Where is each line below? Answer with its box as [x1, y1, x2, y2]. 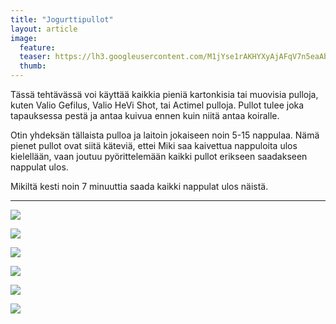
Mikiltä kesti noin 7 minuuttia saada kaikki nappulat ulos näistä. [10, 181, 269, 192]
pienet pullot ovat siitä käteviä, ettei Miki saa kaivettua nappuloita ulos [10, 140, 298, 151]
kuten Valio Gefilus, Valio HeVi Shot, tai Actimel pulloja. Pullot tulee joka [10, 99, 305, 111]
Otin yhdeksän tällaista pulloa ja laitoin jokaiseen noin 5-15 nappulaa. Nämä [10, 129, 320, 141]
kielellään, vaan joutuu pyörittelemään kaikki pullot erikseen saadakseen [10, 151, 308, 162]
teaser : [19, 52, 52, 62]
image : [10, 33, 38, 43]
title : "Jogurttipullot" [10, 14, 114, 25]
